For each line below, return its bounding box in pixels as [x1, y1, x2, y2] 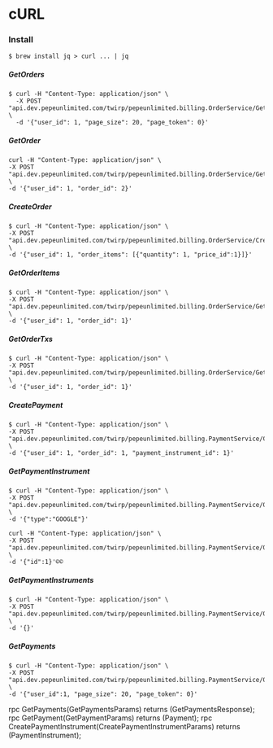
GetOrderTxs [8, 334, 53, 343]
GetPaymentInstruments [8, 575, 94, 584]
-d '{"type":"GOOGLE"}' [8, 515, 89, 523]
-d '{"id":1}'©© [8, 558, 63, 566]
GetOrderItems [8, 268, 61, 278]
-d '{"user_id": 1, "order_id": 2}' [8, 185, 132, 193]
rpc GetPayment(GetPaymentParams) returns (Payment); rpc [8, 713, 213, 723]
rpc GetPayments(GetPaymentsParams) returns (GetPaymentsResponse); [8, 705, 255, 715]
